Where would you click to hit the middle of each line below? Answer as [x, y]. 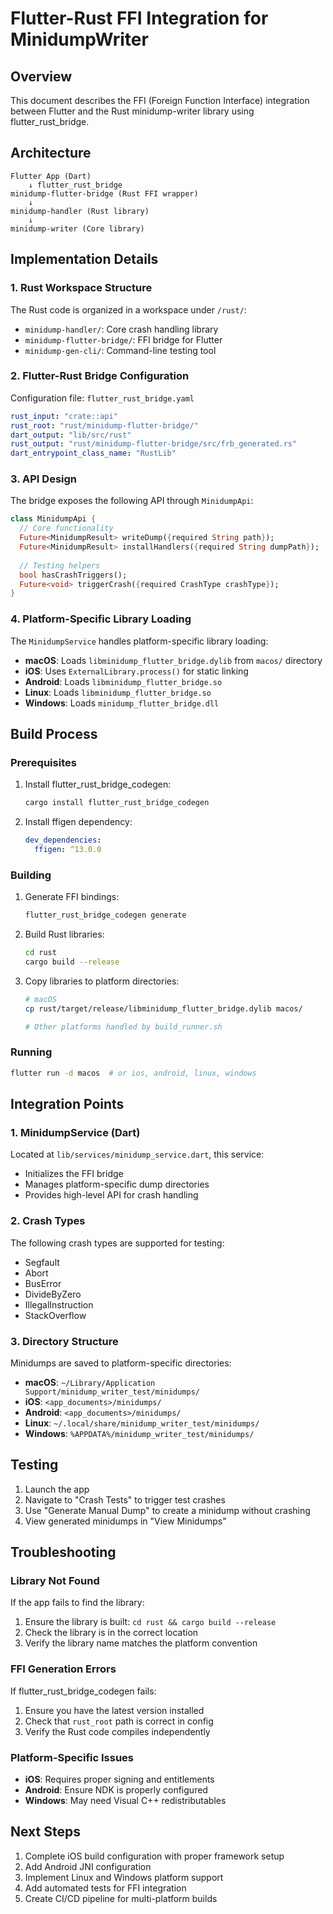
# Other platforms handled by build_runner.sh [123, 1027]
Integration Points [67, 1104]
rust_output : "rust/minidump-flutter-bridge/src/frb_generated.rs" [154, 444]
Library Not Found [55, 1581]
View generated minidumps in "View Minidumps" [125, 1521]
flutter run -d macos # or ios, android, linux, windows [133, 1073]
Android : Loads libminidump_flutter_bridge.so [123, 681]
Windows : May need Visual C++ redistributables [125, 1801]
